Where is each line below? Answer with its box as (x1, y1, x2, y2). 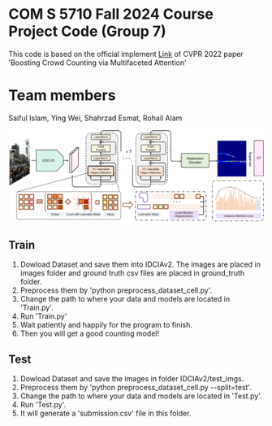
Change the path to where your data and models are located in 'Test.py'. (19, 391, 262, 401)
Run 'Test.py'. (19, 400, 67, 410)
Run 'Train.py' (19, 311, 67, 321)
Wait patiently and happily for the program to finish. (19, 320, 193, 330)
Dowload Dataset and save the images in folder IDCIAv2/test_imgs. (19, 374, 244, 384)
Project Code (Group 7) (8, 22, 166, 41)
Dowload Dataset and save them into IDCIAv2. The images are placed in (19, 259, 261, 269)
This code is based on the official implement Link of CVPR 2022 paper (8, 49, 244, 59)
